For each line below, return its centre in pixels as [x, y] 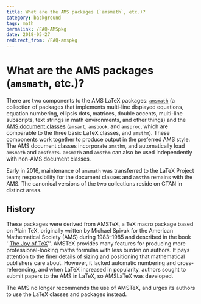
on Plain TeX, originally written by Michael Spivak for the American [90, 230]
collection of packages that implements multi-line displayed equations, [95, 107]
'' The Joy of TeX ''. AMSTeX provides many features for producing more [96, 243]
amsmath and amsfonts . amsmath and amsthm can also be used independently [100, 152]
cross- [185, 262]
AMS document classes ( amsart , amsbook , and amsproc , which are [87, 126]
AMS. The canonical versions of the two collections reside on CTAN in [94, 183]
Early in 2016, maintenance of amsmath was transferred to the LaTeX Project [100, 170]
